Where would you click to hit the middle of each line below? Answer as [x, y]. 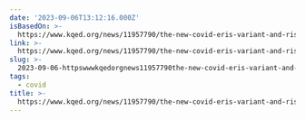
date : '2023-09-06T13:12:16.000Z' [75, 18]
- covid [32, 85]
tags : [20, 77]
